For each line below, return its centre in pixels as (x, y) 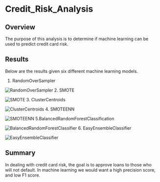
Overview (20, 27)
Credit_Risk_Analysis (49, 9)
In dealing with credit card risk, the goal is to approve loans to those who (78, 164)
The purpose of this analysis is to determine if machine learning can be (77, 39)
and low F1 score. (23, 175)
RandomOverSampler (34, 80)
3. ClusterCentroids (46, 99)
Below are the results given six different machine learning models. (72, 71)
